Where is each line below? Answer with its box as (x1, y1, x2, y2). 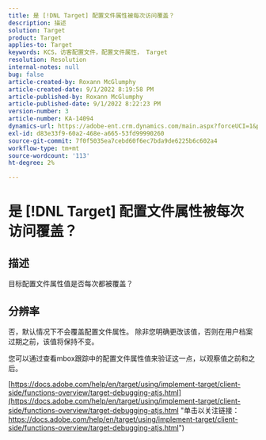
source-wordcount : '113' (8, 151, 90, 159)
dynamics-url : (8, 122, 55, 130)
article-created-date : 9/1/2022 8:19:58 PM (8, 85, 154, 94)
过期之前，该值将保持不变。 (8, 336, 99, 346)
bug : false (8, 71, 44, 78)
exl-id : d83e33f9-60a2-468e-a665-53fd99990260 (8, 129, 165, 137)
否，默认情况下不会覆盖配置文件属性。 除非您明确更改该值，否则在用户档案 (8, 327, 253, 336)
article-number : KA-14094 (8, 115, 93, 123)
